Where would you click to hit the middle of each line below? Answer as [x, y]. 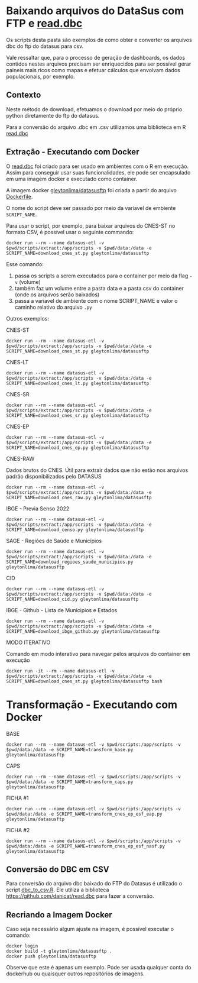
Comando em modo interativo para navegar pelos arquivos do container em [98, 654]
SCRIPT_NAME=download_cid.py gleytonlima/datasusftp [72, 599]
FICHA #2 [18, 830]
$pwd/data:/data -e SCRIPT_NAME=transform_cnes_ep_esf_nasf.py [86, 846]
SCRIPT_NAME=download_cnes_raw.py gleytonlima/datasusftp [79, 497]
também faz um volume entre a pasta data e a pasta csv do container [99, 288]
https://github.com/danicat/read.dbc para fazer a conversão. [80, 896]
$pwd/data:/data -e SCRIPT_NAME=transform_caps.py [70, 782]
